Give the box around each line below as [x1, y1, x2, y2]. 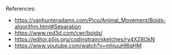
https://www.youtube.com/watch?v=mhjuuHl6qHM [14, 42, 142, 49]
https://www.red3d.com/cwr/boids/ [14, 29, 103, 36]
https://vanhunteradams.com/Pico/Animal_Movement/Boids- [14, 17, 166, 23]
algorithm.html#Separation [14, 23, 81, 30]
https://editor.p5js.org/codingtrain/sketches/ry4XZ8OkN [14, 36, 155, 42]
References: [5, 5, 36, 12]
